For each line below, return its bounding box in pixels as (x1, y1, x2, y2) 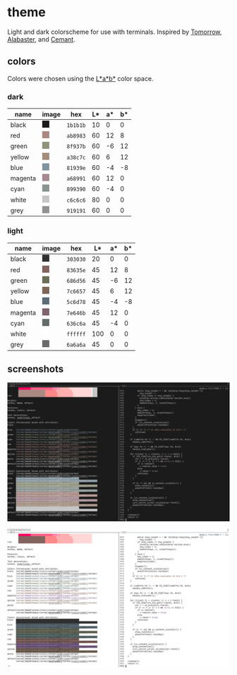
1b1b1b (66, 121, 86, 129)
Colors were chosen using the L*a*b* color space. (7, 74, 154, 83)
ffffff (66, 331, 86, 339)
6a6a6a (66, 341, 86, 349)
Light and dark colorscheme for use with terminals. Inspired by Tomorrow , (7, 28, 222, 36)
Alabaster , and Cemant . (7, 35, 75, 43)
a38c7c (66, 154, 86, 161)
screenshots (7, 363, 64, 375)
